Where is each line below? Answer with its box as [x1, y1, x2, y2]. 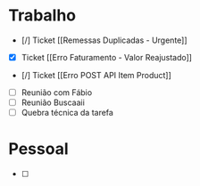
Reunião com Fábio [21, 87, 93, 98]
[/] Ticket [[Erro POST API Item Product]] [21, 70, 171, 80]
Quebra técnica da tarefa [21, 108, 113, 118]
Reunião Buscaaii [21, 97, 86, 108]
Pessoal [8, 139, 69, 159]
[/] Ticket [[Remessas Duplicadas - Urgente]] [21, 35, 188, 45]
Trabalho [8, 5, 77, 26]
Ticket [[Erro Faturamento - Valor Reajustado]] [21, 52, 193, 62]
